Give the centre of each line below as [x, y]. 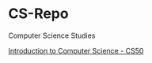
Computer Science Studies [52, 35]
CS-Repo [38, 14]
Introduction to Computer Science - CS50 [76, 50]
